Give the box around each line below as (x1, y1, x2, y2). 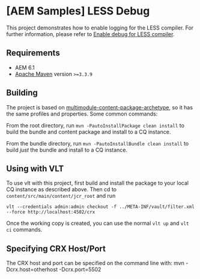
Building (6, 88, 38, 98)
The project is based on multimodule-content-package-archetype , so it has (6, 103, 193, 111)
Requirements (6, 48, 60, 58)
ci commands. (6, 226, 43, 233)
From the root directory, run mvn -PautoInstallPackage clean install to (6, 121, 185, 129)
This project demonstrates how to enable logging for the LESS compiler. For (6, 24, 194, 31)
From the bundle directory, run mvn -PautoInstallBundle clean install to (6, 139, 189, 147)
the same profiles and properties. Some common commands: (6, 110, 158, 117)
